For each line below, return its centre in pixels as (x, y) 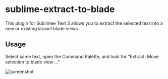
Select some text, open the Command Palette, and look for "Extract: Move (82, 56)
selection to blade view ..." (33, 62)
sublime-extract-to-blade (60, 9)
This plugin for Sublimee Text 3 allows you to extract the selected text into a (84, 23)
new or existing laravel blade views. (42, 28)
